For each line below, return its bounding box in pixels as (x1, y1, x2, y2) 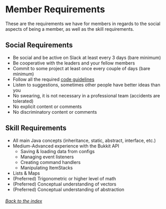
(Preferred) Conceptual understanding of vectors (12, 181, 117, 187)
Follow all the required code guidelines (12, 76, 95, 82)
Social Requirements (5, 41, 73, 50)
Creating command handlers (20, 159, 81, 165)
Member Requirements (5, 4, 105, 15)
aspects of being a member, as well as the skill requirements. (5, 26, 134, 32)
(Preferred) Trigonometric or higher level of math (12, 175, 116, 181)
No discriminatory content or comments (12, 109, 97, 115)
